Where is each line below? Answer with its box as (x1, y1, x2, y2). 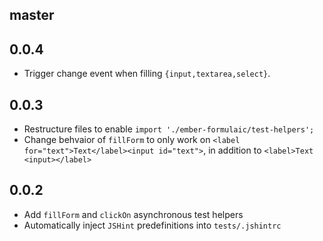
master (9, 7, 55, 24)
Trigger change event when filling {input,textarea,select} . (23, 68, 271, 80)
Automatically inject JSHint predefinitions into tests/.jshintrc (23, 219, 282, 231)
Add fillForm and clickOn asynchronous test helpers (23, 208, 244, 220)
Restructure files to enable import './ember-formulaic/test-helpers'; (23, 123, 315, 135)
